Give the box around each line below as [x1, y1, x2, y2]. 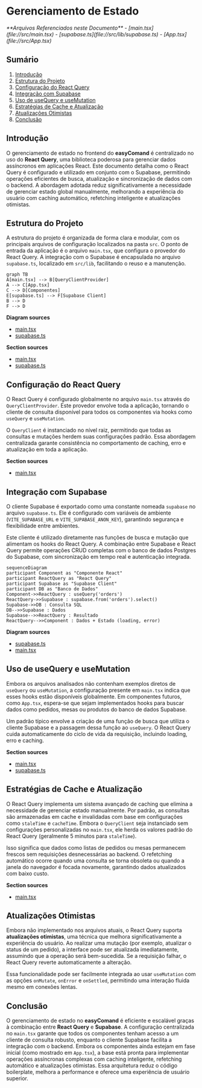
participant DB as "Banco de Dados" [6, 586, 98, 592]
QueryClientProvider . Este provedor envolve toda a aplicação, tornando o [6, 402, 189, 409]
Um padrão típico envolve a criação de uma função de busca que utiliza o [6, 717, 190, 725]
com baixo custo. [6, 870, 49, 877]
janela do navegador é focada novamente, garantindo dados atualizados [6, 863, 186, 870]
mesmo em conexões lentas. [6, 983, 78, 991]
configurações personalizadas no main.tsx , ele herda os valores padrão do [6, 826, 193, 833]
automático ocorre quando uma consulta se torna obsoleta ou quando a [6, 857, 185, 864]
